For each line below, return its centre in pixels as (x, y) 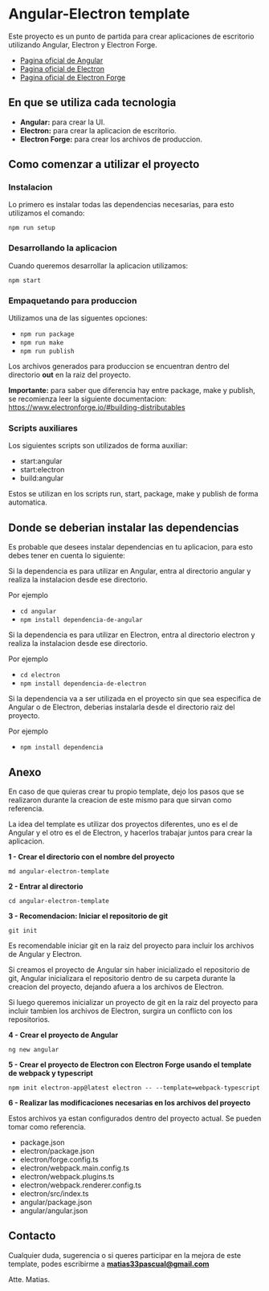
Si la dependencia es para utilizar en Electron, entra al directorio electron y (132, 635)
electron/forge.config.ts (59, 1159)
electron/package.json (57, 1150)
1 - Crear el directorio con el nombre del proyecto (92, 856)
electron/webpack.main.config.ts (75, 1168)
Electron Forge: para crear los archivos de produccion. (111, 139)
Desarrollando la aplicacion (63, 248)
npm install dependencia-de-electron (83, 684)
